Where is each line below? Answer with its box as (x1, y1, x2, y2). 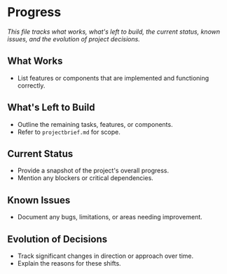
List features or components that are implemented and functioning (17, 74, 209, 82)
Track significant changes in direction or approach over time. (17, 252, 194, 260)
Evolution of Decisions (7, 233, 108, 245)
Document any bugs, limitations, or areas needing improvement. (17, 213, 203, 221)
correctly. (17, 81, 46, 90)
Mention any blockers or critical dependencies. (17, 174, 154, 182)
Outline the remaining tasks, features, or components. (17, 120, 173, 128)
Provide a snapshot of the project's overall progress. (17, 166, 170, 175)
